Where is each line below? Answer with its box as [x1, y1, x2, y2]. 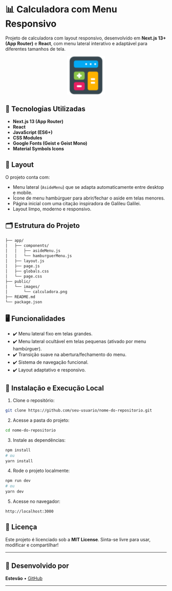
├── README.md [5, 294, 36, 300]
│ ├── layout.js [5, 259, 45, 264]
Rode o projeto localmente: [12, 467, 70, 474]
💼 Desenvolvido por [5, 562, 69, 570]
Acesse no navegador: [12, 498, 60, 504]
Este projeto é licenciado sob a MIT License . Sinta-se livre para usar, [5, 536, 151, 542]
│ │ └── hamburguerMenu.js [5, 253, 72, 259]
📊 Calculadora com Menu [5, 4, 118, 15]
